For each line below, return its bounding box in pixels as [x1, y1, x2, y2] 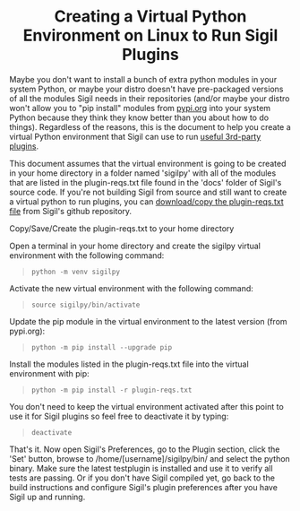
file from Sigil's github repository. [9, 205, 133, 216]
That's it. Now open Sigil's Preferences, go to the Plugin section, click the [9, 444, 280, 455]
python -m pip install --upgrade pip [30, 342, 173, 351]
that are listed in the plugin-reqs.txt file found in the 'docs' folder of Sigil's [9, 177, 282, 187]
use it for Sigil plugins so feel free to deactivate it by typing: [9, 411, 229, 421]
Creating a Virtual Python [54, 6, 247, 27]
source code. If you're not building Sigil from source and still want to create [9, 186, 287, 197]
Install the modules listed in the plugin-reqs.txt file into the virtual [9, 359, 249, 369]
